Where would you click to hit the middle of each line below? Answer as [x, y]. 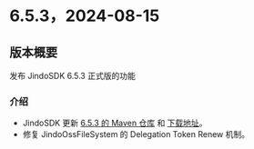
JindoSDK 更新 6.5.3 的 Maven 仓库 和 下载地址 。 [115, 123]
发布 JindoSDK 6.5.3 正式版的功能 [73, 76]
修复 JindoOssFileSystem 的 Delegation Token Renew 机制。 [136, 134]
